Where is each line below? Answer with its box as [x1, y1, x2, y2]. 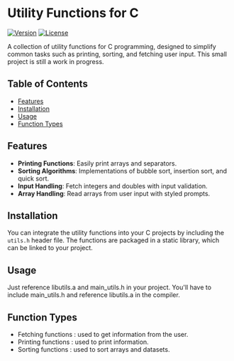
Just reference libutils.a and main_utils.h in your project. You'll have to [7, 283, 211, 292]
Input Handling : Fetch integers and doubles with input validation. [17, 181, 208, 190]
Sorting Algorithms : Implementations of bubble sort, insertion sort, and [17, 166, 227, 175]
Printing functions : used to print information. [17, 338, 149, 346]
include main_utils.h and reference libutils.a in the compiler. [7, 291, 181, 299]
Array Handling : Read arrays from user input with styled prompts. [17, 189, 211, 198]
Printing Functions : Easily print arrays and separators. [17, 158, 177, 168]
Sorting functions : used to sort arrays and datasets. [17, 345, 170, 353]
